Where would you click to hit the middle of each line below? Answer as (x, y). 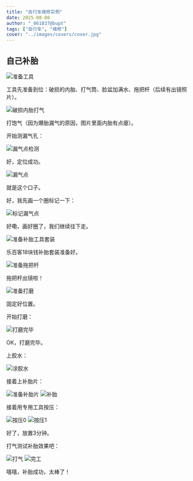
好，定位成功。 (25, 161)
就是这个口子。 (25, 187)
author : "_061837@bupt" (36, 23)
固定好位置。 (22, 303)
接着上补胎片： (25, 381)
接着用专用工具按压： (33, 407)
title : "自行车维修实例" (34, 12)
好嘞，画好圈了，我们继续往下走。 (49, 226)
